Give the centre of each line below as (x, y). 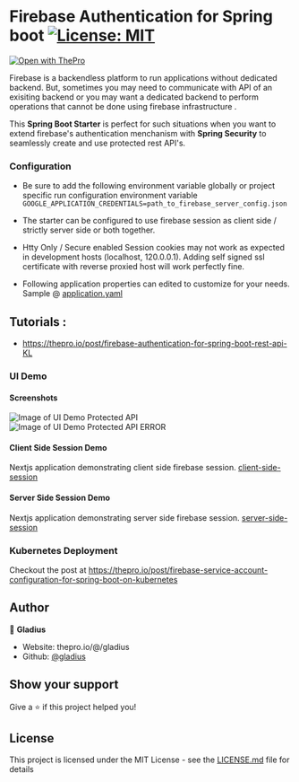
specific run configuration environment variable (110, 196)
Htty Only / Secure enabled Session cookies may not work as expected (153, 248)
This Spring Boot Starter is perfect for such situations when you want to (143, 124)
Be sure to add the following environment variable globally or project (149, 186)
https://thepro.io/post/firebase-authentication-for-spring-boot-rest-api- (155, 344)
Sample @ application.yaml (73, 294)
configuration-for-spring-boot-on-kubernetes (94, 579)
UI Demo (28, 376)
